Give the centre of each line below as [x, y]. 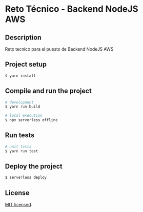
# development [20, 102]
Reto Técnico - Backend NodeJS [71, 9]
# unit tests [18, 147]
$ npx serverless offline [31, 120]
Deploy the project [34, 166]
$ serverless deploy [26, 178]
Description [23, 37]
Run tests [20, 135]
